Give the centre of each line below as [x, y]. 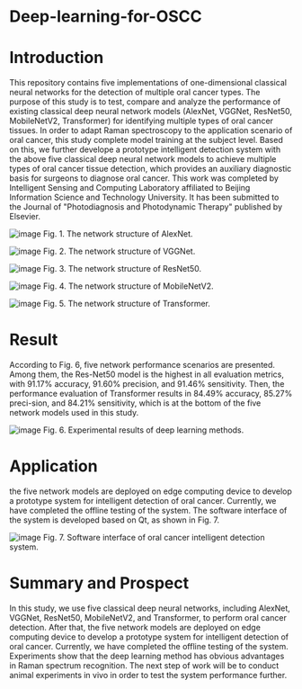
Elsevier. [25, 217]
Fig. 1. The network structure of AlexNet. [118, 234]
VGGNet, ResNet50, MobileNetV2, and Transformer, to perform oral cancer [148, 617]
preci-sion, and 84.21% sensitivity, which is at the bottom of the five [135, 403]
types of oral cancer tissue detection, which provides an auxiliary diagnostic [151, 169]
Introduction [57, 58]
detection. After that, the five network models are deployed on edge [135, 627]
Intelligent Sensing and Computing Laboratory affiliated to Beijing [130, 188]
